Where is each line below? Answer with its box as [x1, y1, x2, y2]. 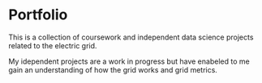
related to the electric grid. [8, 40, 97, 50]
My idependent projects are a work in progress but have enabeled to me [8, 56, 250, 66]
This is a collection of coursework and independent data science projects [8, 32, 254, 42]
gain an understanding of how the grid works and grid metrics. [8, 64, 217, 74]
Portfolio [8, 6, 68, 24]
